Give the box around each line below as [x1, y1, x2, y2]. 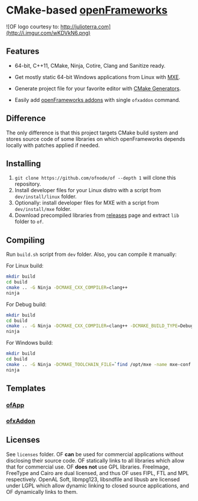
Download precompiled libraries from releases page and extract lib [14, 212, 180, 219]
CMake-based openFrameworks [6, 4, 168, 17]
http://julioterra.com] [60, 23, 111, 30]
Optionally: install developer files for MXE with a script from [14, 199, 159, 206]
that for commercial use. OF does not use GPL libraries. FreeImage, [6, 463, 170, 470]
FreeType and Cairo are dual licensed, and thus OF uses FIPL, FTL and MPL [6, 469, 189, 476]
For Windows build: [6, 340, 53, 347]
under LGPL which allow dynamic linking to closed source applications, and [6, 482, 190, 489]
